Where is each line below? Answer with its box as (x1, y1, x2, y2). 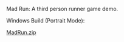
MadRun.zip (6, 29, 36, 36)
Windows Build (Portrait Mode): (6, 17, 85, 24)
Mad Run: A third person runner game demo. (6, 5, 119, 12)
